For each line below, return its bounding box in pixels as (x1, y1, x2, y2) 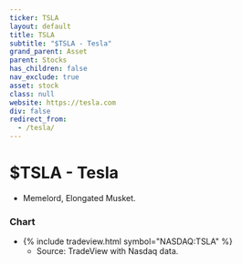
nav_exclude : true (9, 73, 79, 82)
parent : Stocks (9, 56, 68, 65)
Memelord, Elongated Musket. (22, 192, 136, 203)
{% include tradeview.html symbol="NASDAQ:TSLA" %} (22, 236, 233, 247)
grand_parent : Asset (9, 47, 89, 56)
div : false (9, 107, 51, 116)
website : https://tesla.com (9, 97, 117, 107)
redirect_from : (9, 115, 68, 124)
